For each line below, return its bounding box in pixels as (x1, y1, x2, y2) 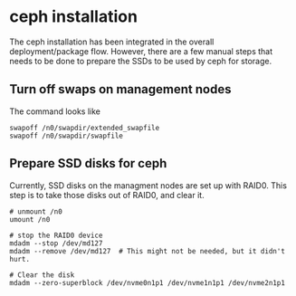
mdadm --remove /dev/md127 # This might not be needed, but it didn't (9, 246, 285, 255)
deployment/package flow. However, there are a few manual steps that (9, 45, 273, 56)
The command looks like (9, 106, 101, 117)
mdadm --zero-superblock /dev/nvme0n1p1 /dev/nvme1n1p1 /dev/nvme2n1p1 (9, 278, 285, 287)
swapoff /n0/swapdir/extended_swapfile (9, 123, 160, 132)
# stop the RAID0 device (9, 231, 103, 240)
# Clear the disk (9, 270, 75, 280)
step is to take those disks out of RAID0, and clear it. (9, 189, 205, 200)
